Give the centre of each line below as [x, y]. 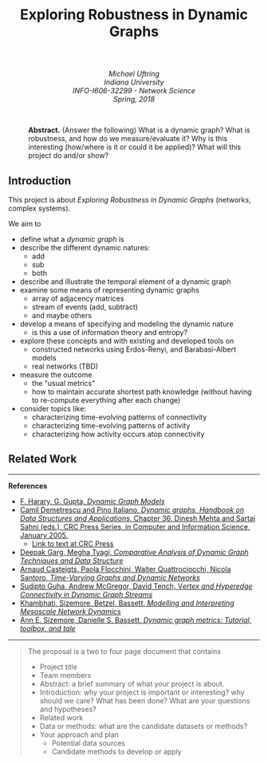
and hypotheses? [68, 709]
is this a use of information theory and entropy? [110, 332]
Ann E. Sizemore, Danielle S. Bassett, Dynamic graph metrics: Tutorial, [136, 620]
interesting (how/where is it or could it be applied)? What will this [135, 147]
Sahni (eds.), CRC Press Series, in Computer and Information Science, [135, 526]
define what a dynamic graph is [72, 239]
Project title [59, 667]
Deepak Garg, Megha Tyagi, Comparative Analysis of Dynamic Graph [134, 552]
